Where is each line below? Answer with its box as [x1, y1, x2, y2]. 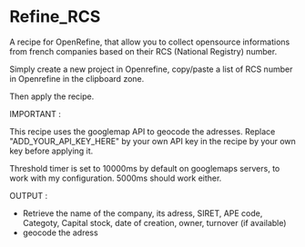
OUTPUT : [9, 190, 48, 201]
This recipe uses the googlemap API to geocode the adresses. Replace [9, 125, 276, 137]
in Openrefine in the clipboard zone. [9, 73, 145, 84]
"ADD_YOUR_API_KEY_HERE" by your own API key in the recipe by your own [9, 135, 296, 146]
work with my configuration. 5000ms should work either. [9, 173, 222, 183]
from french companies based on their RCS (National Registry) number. [9, 45, 278, 56]
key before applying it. [9, 145, 94, 156]
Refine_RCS [9, 6, 101, 27]
